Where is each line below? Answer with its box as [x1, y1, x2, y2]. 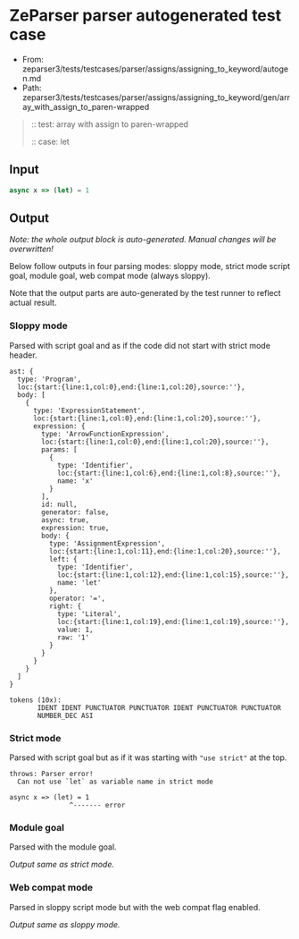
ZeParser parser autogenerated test [9, 5, 282, 26]
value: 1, [56, 625, 94, 634]
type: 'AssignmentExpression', [48, 538, 166, 548]
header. [9, 350, 37, 360]
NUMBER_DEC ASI [37, 711, 94, 720]
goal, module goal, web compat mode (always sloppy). [9, 270, 212, 282]
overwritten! [9, 243, 54, 255]
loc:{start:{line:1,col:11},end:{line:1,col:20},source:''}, [48, 546, 281, 555]
